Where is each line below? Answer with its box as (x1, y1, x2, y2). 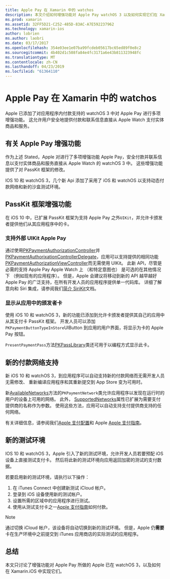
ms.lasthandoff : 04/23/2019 (5, 64, 65, 69)
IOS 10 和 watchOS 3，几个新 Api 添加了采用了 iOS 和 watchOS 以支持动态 (5, 177, 160, 183)
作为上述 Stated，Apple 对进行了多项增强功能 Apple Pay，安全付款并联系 (5, 154, 158, 160)
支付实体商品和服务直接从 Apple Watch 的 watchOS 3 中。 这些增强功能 (14, 160, 163, 166)
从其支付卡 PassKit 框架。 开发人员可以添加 (5, 319, 96, 325)
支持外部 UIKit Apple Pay (5, 235, 67, 242)
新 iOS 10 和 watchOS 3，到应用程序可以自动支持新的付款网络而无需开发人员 (5, 372, 165, 379)
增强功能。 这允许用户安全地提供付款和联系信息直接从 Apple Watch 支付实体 (5, 117, 164, 123)
